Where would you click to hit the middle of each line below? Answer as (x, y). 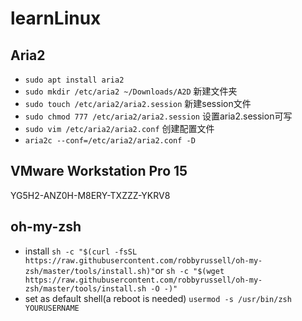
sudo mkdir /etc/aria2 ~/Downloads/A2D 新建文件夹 (131, 91)
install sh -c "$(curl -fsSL (81, 251)
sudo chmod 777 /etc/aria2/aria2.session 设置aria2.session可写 (158, 116)
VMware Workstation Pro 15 (99, 171)
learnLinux (56, 18)
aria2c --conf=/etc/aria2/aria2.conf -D (110, 141)
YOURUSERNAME (52, 308)
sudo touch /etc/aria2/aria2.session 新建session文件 (138, 103)
